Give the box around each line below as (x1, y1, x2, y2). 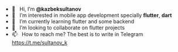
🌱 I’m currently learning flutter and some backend (11, 18, 135, 25)
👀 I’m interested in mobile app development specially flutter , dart (11, 12, 172, 19)
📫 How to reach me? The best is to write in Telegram (11, 31, 143, 37)
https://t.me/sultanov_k (11, 39, 67, 46)
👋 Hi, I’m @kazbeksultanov (11, 6, 81, 12)
